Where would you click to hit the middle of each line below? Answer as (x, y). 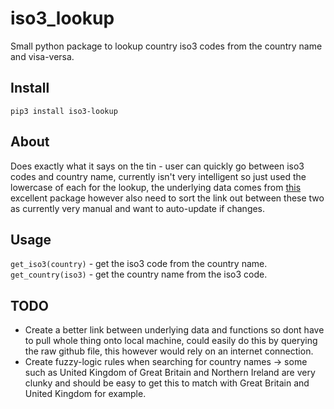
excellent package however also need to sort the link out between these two (167, 198)
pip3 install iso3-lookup (64, 111)
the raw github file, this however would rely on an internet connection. (169, 351)
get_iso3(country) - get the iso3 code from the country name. (139, 264)
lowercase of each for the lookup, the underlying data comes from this (156, 187)
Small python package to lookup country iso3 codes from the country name (166, 46)
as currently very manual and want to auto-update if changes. (138, 208)
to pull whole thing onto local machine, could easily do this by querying (171, 341)
